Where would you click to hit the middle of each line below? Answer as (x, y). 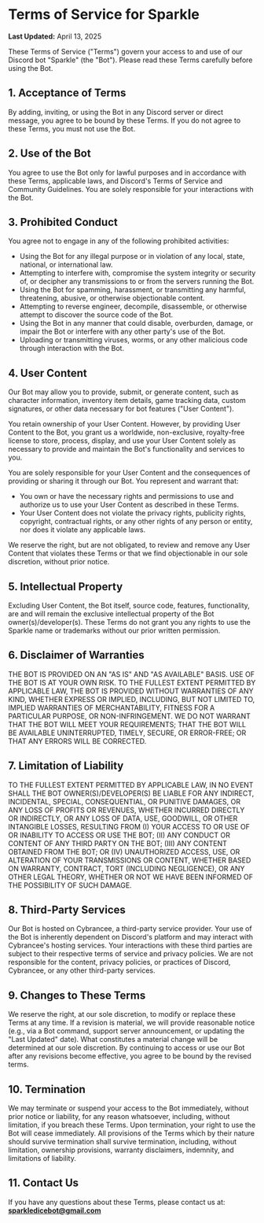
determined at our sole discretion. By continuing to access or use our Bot (126, 1047)
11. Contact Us (44, 1183)
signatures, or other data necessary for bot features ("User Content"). (121, 409)
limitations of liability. (42, 1158)
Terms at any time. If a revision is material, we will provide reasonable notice (132, 1023)
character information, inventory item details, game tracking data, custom (127, 401)
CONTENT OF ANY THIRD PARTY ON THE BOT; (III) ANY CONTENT (118, 843)
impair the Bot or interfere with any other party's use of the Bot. (122, 331)
